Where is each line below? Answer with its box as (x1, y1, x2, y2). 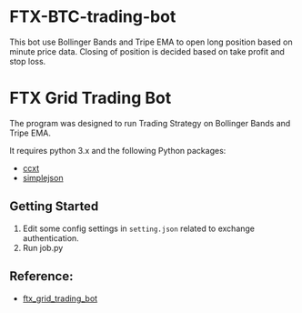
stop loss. (9, 56, 46, 66)
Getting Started (9, 198, 99, 215)
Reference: (9, 268, 74, 284)
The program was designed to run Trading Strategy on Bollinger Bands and (9, 117, 291, 128)
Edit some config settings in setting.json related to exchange (22, 223, 256, 234)
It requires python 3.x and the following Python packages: (9, 145, 226, 156)
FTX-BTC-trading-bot (9, 6, 176, 27)
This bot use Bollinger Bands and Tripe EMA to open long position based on (9, 36, 293, 47)
